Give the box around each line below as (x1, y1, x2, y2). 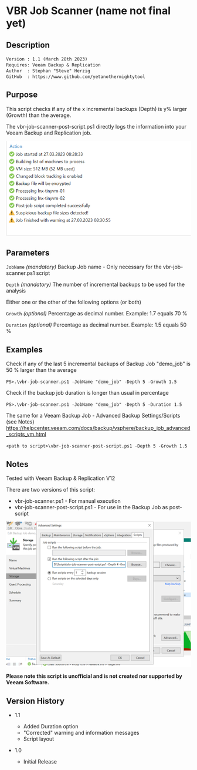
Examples (6, 345, 43, 355)
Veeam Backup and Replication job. (6, 129, 92, 136)
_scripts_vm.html (6, 431, 46, 438)
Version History (6, 696, 64, 706)
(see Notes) (6, 418, 35, 425)
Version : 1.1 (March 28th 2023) (6, 56, 88, 62)
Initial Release (23, 758, 57, 765)
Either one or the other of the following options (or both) (6, 298, 142, 306)
